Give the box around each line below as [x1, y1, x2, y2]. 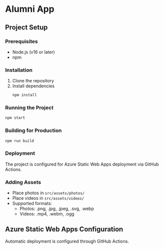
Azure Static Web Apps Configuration [5, 225, 123, 234]
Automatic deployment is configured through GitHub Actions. [5, 238, 129, 244]
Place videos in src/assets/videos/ [12, 195, 85, 201]
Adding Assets [5, 178, 41, 185]
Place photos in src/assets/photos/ [12, 190, 85, 196]
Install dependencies [12, 83, 55, 89]
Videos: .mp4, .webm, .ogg [19, 211, 75, 216]
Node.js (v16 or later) [12, 49, 55, 55]
